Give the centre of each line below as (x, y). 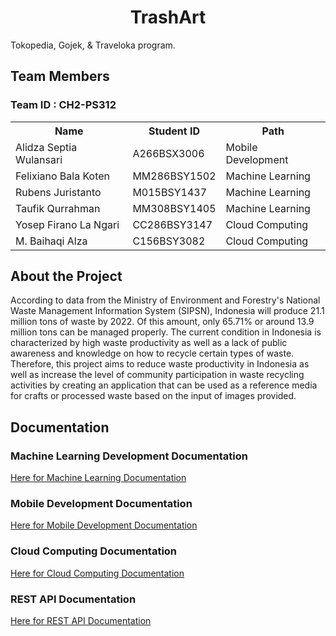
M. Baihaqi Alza (51, 241)
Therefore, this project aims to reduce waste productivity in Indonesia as (160, 364)
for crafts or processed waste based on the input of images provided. (153, 396)
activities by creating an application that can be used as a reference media (164, 385)
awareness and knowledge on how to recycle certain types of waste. (152, 353)
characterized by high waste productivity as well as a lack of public (149, 343)
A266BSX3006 (168, 153)
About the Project (66, 276)
